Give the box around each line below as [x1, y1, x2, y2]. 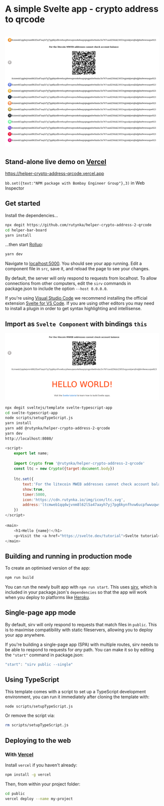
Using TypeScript [5, 676, 60, 684]
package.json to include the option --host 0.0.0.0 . [5, 285, 108, 292]
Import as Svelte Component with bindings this [5, 320, 147, 328]
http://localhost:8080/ [5, 436, 54, 441]
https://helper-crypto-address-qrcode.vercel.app [5, 170, 104, 176]
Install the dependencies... [5, 212, 59, 218]
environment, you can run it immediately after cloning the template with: [5, 694, 150, 700]
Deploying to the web [5, 736, 71, 745]
